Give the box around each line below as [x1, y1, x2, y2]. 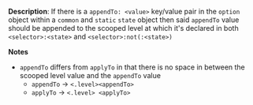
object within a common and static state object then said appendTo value [8, 15, 240, 24]
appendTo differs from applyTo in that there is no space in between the [19, 62, 246, 72]
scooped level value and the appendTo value [19, 71, 162, 80]
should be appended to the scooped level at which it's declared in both [8, 24, 239, 32]
